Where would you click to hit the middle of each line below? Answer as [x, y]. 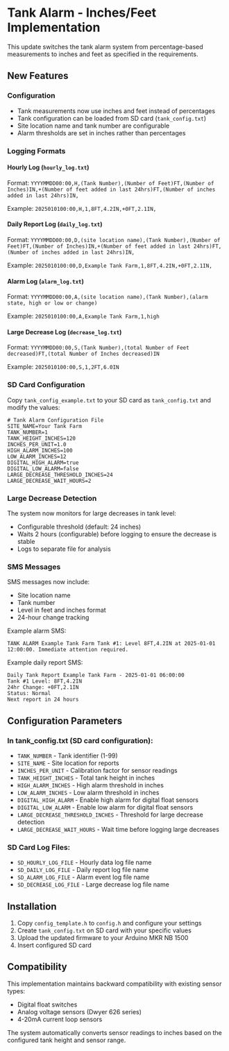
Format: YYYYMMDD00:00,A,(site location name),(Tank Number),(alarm [108, 297]
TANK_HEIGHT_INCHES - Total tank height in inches [86, 778]
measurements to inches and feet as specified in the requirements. [103, 54]
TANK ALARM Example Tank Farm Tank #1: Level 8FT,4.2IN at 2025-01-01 [111, 644]
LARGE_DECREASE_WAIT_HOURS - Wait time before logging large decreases [118, 829]
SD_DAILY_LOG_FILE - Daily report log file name [83, 870]
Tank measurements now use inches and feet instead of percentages [116, 111]
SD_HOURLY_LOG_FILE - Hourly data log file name [84, 862]
